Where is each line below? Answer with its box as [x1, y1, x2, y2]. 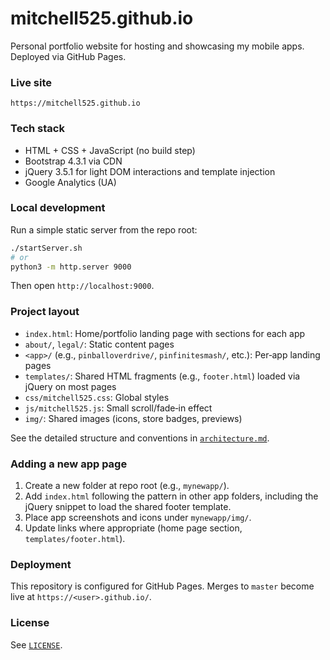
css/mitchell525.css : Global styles [24, 391, 170, 403]
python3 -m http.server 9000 [10, 262, 132, 272]
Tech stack [10, 122, 65, 136]
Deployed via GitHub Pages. [10, 50, 127, 62]
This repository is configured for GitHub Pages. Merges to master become [10, 580, 315, 592]
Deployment [10, 557, 72, 571]
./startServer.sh [10, 243, 83, 253]
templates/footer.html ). [24, 533, 126, 545]
